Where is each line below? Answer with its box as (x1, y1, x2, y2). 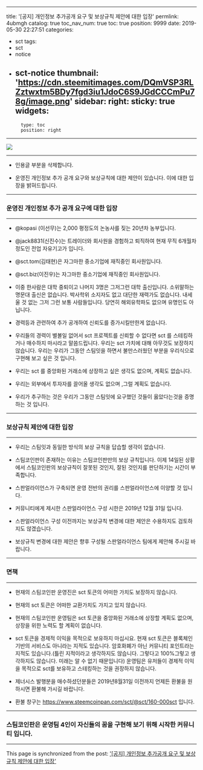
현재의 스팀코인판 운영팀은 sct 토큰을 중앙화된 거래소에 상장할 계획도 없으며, (14, 614, 194, 621)
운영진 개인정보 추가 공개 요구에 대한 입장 (6, 204, 118, 212)
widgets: (14, 106, 50, 116)
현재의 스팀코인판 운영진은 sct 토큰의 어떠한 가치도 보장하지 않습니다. (14, 588, 178, 596)
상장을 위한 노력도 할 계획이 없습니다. (14, 621, 103, 629)
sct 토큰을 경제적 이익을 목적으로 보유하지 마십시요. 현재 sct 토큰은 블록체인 (14, 635, 193, 642)
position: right (21, 127, 62, 133)
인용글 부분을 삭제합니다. (14, 161, 74, 168)
